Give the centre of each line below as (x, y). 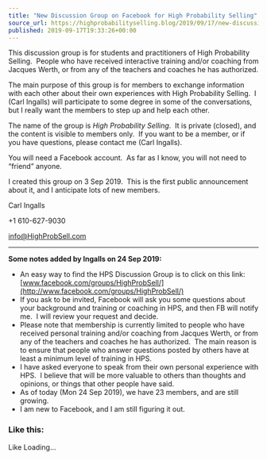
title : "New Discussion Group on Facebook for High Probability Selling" (133, 15)
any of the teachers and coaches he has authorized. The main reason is (138, 342)
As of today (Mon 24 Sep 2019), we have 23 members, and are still (129, 393)
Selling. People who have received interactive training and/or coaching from (133, 61)
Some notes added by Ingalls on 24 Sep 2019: (85, 259)
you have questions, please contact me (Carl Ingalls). (95, 143)
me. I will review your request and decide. (89, 316)
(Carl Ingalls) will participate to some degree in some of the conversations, (130, 102)
